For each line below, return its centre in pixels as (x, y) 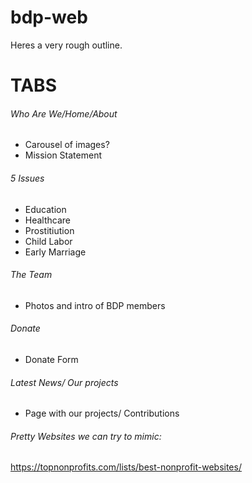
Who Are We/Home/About (64, 113)
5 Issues (27, 178)
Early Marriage (55, 252)
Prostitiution (49, 230)
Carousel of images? (67, 145)
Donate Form (51, 359)
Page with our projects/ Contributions (102, 413)
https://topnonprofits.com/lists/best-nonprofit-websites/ (126, 467)
